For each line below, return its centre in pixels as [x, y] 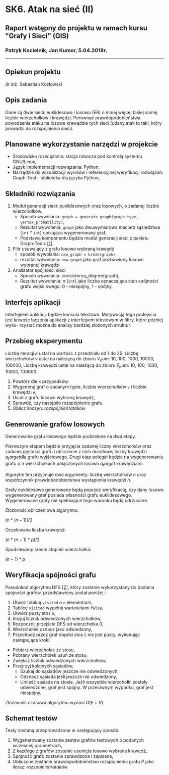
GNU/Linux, [24, 162]
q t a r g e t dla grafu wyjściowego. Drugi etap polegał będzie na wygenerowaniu [84, 457]
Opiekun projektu [33, 72]
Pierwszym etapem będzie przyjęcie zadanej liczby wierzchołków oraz [78, 446]
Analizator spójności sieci [39, 270]
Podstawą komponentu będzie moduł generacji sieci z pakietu [84, 238]
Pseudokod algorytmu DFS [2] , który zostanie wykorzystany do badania [80, 587]
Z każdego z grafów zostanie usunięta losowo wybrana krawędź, [80, 751]
